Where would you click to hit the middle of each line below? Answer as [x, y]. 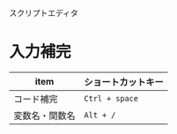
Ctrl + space [111, 98]
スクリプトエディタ [44, 13]
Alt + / [100, 115]
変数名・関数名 [45, 115]
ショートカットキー [124, 82]
